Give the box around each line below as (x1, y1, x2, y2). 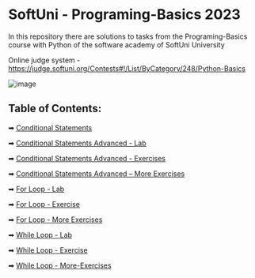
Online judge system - (8, 55, 81, 65)
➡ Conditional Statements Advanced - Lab (8, 138, 147, 148)
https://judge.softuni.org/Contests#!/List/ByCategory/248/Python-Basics (8, 63, 246, 73)
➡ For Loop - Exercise (8, 199, 81, 208)
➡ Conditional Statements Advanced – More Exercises (8, 168, 185, 178)
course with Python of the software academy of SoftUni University (8, 39, 226, 49)
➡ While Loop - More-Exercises (8, 261, 112, 270)
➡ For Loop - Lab (8, 184, 65, 193)
